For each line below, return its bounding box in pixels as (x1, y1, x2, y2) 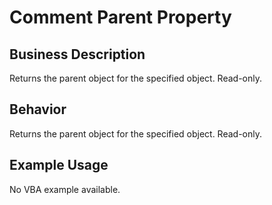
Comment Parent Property (9, 6, 232, 29)
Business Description (9, 46, 146, 63)
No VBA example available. (9, 183, 121, 195)
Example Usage (9, 157, 109, 174)
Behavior (9, 101, 67, 118)
